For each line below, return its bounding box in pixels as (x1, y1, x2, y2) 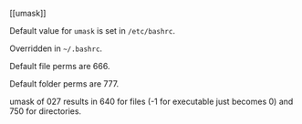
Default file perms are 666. (9, 61, 110, 71)
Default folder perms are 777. (9, 78, 120, 89)
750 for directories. (9, 106, 82, 117)
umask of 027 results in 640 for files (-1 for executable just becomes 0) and (9, 96, 294, 107)
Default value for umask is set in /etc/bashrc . (9, 26, 176, 36)
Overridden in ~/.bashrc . (9, 43, 103, 54)
